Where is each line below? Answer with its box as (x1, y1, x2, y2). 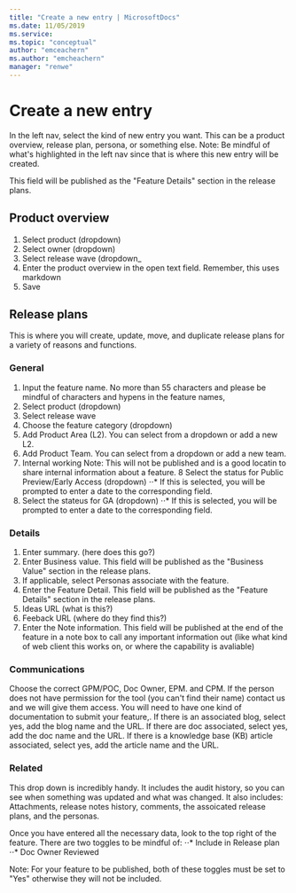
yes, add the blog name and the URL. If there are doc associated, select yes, (9, 721, 288, 732)
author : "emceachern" (9, 46, 90, 55)
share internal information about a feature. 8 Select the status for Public (21, 466, 284, 477)
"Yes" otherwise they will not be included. (9, 873, 162, 883)
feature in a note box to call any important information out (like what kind (21, 631, 288, 643)
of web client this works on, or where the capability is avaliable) (21, 641, 255, 652)
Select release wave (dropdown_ (21, 253, 142, 263)
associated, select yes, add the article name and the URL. (9, 740, 220, 750)
